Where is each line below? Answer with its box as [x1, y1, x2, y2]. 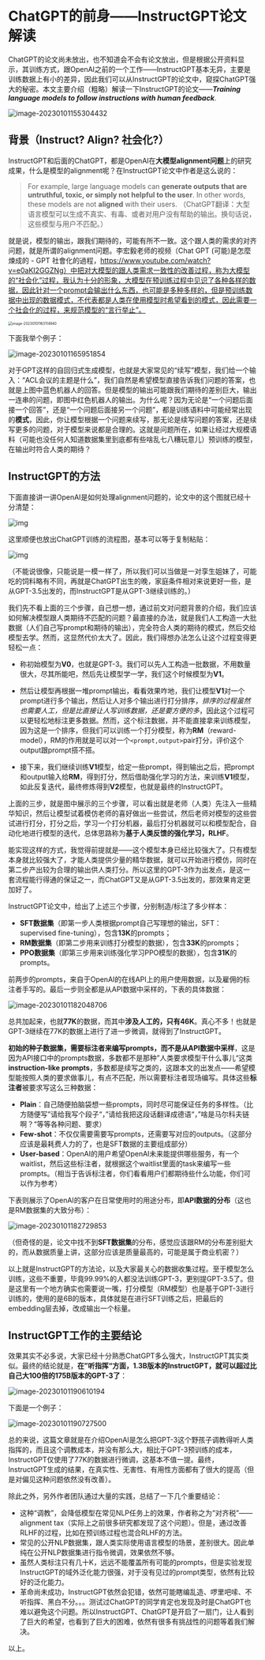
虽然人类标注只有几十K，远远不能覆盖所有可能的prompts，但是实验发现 [19, 1558, 252, 1568]
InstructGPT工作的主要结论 [8, 1329, 142, 1342]
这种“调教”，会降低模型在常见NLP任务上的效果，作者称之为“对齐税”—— [19, 1508, 253, 1518]
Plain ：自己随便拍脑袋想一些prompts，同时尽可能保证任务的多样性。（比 [19, 1100, 254, 1109]
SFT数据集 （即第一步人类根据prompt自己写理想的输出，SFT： [19, 918, 222, 927]
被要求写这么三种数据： [22, 1082, 99, 1092]
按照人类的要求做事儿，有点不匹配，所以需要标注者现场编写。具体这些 [21, 1073, 250, 1082]
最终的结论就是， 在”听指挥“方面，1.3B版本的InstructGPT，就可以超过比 [21, 1361, 258, 1371]
